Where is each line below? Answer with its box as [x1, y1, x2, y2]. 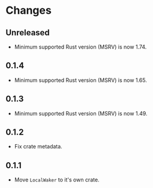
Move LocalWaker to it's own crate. [14, 176, 100, 183]
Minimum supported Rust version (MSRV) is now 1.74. [14, 43, 147, 50]
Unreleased [5, 28, 50, 38]
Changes [5, 4, 52, 17]
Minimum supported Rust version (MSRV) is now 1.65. [14, 76, 148, 84]
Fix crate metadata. [14, 143, 62, 150]
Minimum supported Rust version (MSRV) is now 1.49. [14, 110, 148, 117]
